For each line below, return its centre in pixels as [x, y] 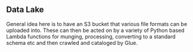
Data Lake [25, 10]
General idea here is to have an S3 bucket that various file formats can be [97, 24]
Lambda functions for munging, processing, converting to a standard [91, 36]
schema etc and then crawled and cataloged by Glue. [72, 43]
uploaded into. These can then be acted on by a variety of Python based [95, 30]
